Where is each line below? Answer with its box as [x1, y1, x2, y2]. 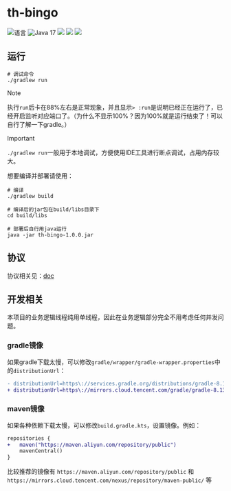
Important [7, 134, 35, 142]
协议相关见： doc [7, 271, 54, 280]
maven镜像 [7, 404, 45, 414]
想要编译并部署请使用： [7, 171, 74, 180]
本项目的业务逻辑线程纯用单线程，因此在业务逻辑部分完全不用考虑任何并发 [7, 313, 218, 321]
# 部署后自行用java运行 [7, 226, 67, 232]
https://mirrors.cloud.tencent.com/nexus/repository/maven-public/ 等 [7, 476, 212, 484]
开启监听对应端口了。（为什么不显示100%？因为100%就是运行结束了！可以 [12, 112, 223, 120]
